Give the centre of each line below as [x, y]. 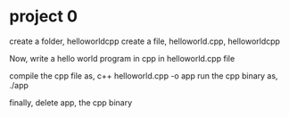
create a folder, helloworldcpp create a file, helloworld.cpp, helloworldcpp [145, 41]
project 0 [44, 17]
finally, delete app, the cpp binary [71, 102]
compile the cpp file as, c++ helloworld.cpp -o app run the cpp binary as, [144, 75]
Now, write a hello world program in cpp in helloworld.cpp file [122, 58]
